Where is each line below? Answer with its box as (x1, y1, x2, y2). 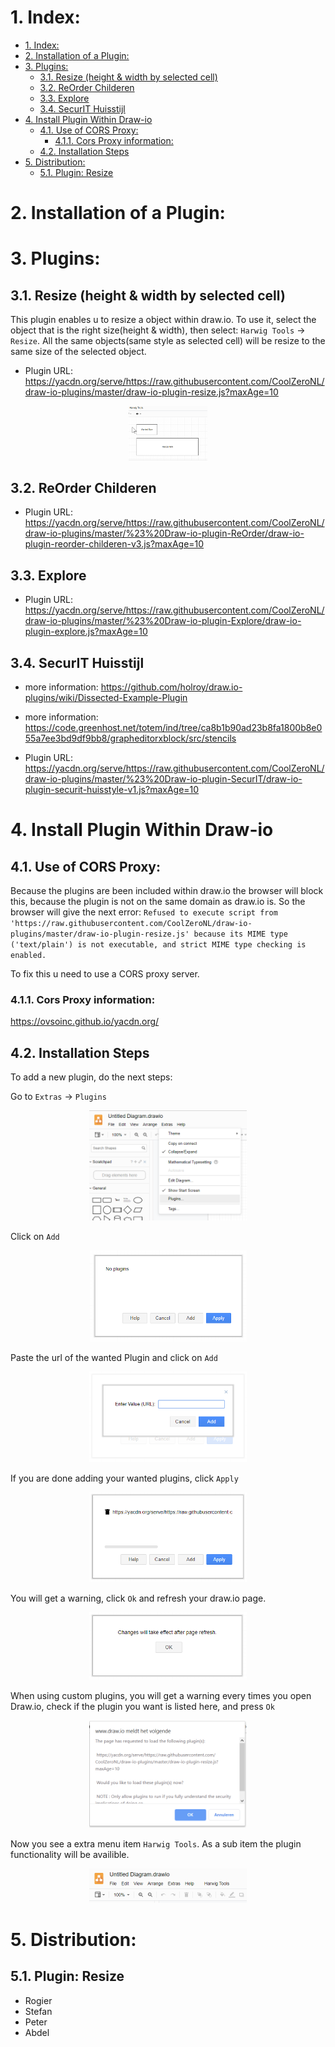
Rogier (24, 1994, 53, 2006)
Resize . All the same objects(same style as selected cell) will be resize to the (10, 335, 326, 347)
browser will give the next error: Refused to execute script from (10, 906, 278, 918)
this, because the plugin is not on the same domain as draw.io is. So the (10, 896, 306, 908)
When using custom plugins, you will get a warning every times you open (10, 1689, 312, 1701)
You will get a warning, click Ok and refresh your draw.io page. (10, 1592, 267, 1604)
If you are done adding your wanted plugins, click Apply (10, 1472, 239, 1485)
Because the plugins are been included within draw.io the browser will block (10, 885, 324, 897)
